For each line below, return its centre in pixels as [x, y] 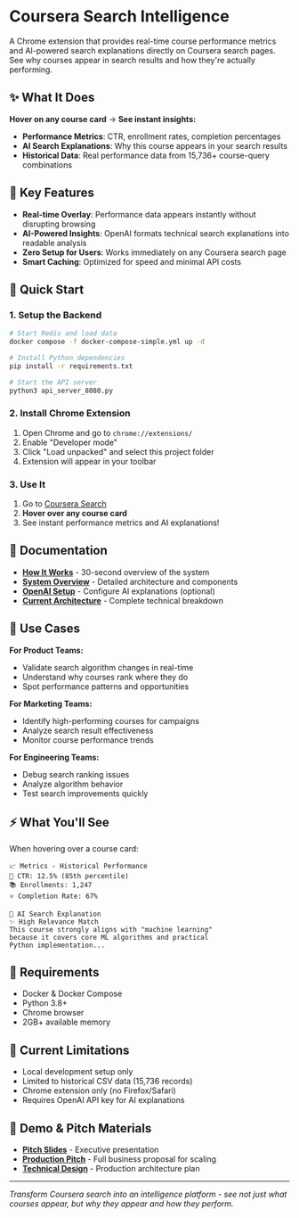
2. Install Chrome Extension [70, 414]
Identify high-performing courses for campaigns [111, 720]
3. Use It [28, 484]
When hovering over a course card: [74, 848]
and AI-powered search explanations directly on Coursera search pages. [142, 50]
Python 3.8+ [45, 1003]
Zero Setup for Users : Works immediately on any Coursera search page [154, 252]
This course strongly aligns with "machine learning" [111, 929]
